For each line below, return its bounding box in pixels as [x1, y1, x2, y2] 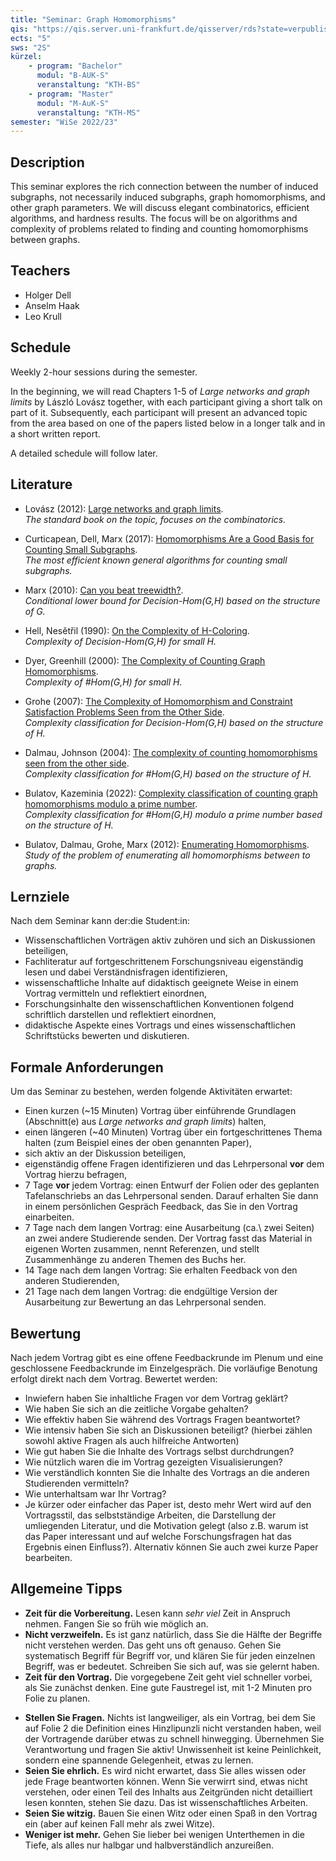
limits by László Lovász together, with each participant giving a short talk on [10, 396, 323, 408]
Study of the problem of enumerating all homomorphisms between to [24, 849, 311, 861]
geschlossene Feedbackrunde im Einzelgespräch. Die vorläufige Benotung [10, 1362, 318, 1374]
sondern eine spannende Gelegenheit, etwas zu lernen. [24, 1754, 254, 1766]
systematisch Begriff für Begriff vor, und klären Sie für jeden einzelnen [24, 1649, 316, 1661]
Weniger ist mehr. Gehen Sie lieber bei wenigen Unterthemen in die [24, 1828, 305, 1840]
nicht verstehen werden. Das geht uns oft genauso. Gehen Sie [24, 1639, 282, 1651]
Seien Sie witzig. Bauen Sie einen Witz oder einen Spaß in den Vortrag [24, 1807, 318, 1819]
